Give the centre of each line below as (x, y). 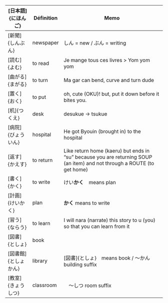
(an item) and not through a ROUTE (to (109, 163)
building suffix (80, 264)
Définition (45, 18)
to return (42, 160)
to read (40, 63)
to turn (40, 80)
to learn (41, 223)
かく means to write (87, 203)
